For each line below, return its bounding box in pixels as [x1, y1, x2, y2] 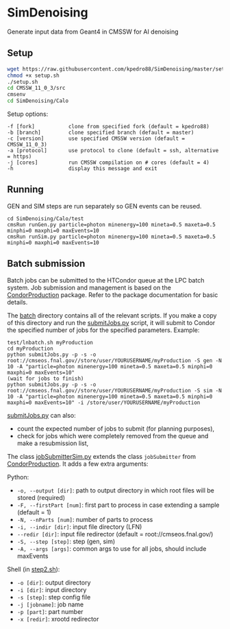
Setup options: [7, 110, 49, 118]
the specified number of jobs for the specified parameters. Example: [7, 326, 200, 334]
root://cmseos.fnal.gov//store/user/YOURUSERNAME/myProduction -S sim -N [7, 387, 222, 394]
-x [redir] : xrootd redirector [16, 615, 99, 623]
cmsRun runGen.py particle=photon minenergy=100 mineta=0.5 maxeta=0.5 [7, 221, 216, 228]
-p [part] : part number [16, 607, 84, 615]
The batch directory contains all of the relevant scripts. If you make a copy [7, 311, 217, 320]
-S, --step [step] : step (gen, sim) [16, 537, 116, 545]
